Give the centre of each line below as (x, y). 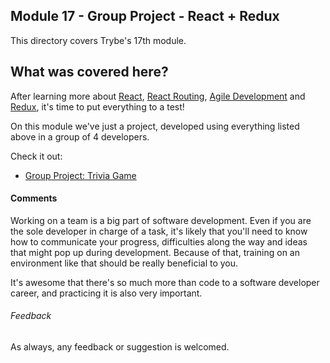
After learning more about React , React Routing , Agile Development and (158, 96)
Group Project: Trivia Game (80, 175)
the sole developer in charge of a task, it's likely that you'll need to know (159, 231)
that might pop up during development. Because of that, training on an (155, 252)
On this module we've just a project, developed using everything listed (155, 126)
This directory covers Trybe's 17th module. (98, 40)
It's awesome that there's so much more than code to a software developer (165, 282)
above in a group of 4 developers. (80, 136)
